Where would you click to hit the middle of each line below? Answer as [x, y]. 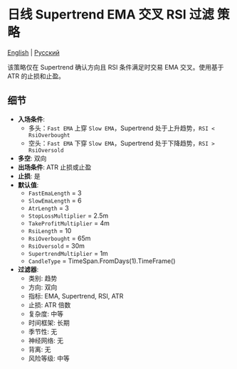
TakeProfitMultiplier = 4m [69, 223]
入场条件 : [31, 119]
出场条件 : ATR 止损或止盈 [54, 167]
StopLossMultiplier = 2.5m [68, 215]
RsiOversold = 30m [57, 245]
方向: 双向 [43, 287]
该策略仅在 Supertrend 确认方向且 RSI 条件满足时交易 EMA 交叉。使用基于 [116, 67]
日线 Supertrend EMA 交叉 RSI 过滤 [111, 15]
